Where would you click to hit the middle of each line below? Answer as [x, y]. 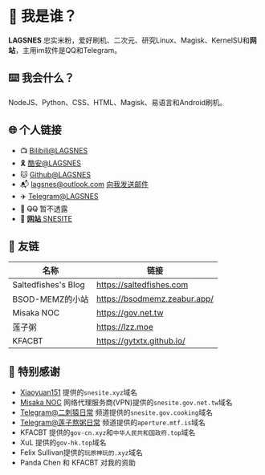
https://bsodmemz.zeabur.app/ [155, 299]
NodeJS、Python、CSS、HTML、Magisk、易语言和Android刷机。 [118, 102]
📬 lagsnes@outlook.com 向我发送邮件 [84, 184]
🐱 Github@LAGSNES [55, 174]
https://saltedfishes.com [142, 285]
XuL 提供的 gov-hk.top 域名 [63, 443]
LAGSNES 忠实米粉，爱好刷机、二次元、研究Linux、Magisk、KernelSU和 [129, 40]
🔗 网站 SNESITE [46, 218]
